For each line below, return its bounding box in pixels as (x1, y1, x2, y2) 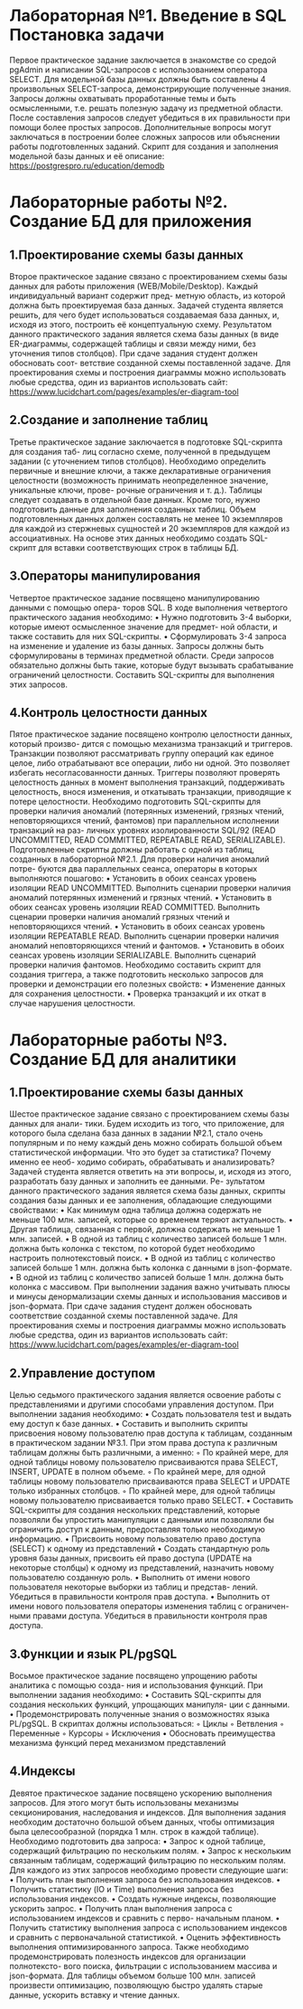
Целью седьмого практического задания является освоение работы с (9, 1390, 282, 1401)
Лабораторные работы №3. (9, 1030, 228, 1050)
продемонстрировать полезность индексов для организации (9, 1950, 246, 1962)
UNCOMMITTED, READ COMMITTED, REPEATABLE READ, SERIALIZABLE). (9, 835, 286, 845)
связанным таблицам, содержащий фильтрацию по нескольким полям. (9, 1854, 287, 1865)
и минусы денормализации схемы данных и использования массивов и (9, 1291, 288, 1302)
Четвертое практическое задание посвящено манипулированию (9, 592, 260, 603)
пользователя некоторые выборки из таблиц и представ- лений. (9, 1581, 259, 1592)
